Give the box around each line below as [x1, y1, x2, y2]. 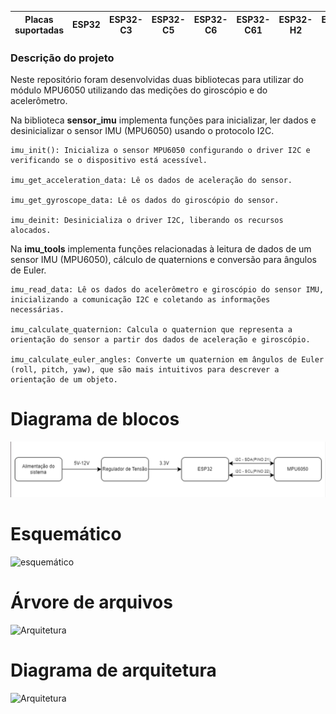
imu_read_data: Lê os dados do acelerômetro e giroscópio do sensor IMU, [10, 285, 325, 295]
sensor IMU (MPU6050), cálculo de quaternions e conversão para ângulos [10, 254, 317, 266]
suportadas [14, 24, 65, 36]
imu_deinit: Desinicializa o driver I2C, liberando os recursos [10, 216, 284, 226]
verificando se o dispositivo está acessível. [10, 156, 208, 166]
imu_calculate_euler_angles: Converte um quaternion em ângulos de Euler [10, 355, 325, 365]
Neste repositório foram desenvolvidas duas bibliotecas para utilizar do [10, 74, 304, 86]
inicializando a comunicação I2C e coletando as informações [10, 295, 271, 305]
